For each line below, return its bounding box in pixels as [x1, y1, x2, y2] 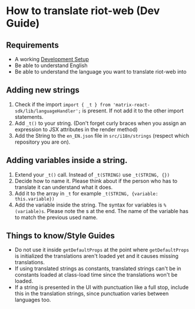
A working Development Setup [14, 56, 90, 62]
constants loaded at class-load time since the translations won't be [14, 271, 178, 278]
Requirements [6, 40, 59, 50]
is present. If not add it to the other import [82, 107, 184, 114]
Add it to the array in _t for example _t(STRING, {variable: [14, 190, 158, 197]
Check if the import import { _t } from [14, 101, 111, 108]
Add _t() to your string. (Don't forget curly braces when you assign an [14, 119, 187, 127]
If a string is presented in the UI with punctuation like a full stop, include [14, 284, 189, 291]
